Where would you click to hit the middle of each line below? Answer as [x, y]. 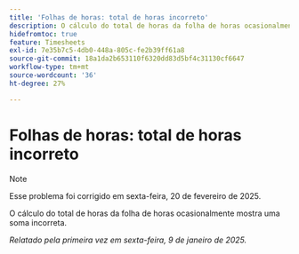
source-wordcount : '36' [53, 75]
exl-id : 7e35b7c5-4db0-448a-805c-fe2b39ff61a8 [97, 51]
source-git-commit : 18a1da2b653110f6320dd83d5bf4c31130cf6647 [127, 59]
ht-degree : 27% [37, 83]
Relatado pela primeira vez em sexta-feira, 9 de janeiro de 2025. [128, 240]
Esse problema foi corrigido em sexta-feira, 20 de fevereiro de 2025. [135, 195]
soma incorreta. [38, 222]
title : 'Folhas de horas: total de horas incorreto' [109, 17]
